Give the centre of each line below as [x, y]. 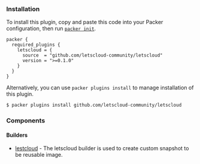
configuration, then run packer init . [51, 28]
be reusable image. [39, 155]
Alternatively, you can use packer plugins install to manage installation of [100, 88]
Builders [17, 135]
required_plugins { [36, 45]
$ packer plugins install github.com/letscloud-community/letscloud [94, 105]
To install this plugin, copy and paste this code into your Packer [85, 22]
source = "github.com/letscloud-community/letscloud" [92, 55]
